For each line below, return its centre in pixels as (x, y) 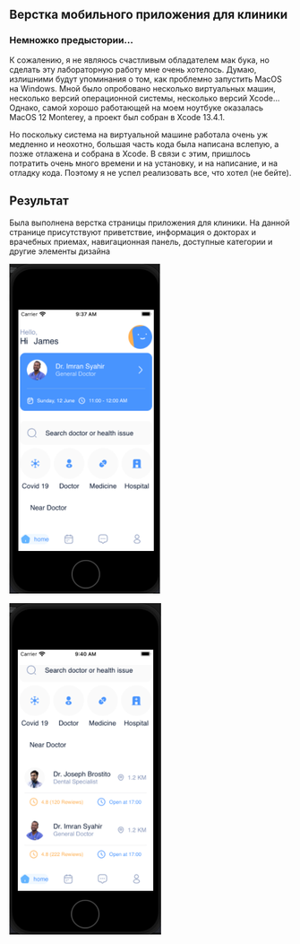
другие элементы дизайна (60, 251)
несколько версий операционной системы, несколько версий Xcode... (145, 98)
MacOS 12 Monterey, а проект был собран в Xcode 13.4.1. (117, 117)
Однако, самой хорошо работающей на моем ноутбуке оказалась (137, 108)
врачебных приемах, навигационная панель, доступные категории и (141, 241)
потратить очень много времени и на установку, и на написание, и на (144, 163)
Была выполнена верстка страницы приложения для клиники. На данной (150, 223)
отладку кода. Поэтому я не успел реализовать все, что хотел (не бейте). (150, 172)
